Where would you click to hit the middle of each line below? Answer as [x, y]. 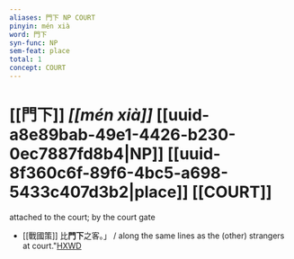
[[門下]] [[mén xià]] [81, 116]
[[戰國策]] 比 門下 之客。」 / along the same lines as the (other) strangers [153, 236]
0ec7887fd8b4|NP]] [87, 154]
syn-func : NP [34, 43]
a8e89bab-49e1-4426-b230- [123, 135]
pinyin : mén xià [40, 26]
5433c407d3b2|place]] [99, 192]
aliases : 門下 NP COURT [53, 18]
